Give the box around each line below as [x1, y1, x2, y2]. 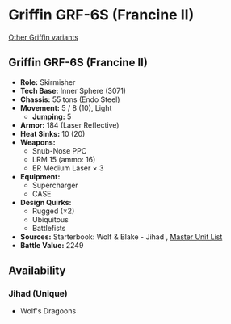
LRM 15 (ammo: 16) [31, 154, 96, 164]
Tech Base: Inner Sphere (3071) [19, 86, 127, 95]
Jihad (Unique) [8, 288, 69, 300]
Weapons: [19, 137, 56, 147]
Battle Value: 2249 [19, 240, 84, 250]
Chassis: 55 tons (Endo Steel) [19, 95, 120, 104]
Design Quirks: [19, 197, 72, 207]
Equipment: [19, 171, 61, 181]
